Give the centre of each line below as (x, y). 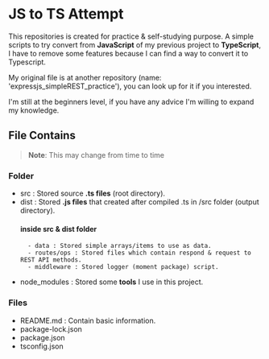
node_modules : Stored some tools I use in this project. (112, 282)
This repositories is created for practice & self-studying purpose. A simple (131, 36)
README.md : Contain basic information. (88, 320)
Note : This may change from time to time (96, 155)
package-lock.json (51, 329)
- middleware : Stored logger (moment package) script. (123, 267)
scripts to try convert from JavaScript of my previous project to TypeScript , (135, 44)
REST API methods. (51, 260)
